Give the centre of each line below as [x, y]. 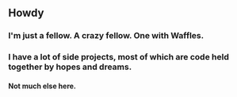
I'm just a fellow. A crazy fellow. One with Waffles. [106, 36]
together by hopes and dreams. [70, 67]
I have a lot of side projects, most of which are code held [119, 57]
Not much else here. [42, 86]
